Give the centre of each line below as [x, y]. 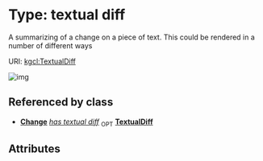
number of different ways [50, 45]
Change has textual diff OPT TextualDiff [86, 122]
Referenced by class [61, 102]
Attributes [34, 149]
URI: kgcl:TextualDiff [42, 61]
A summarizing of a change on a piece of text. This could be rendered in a [132, 37]
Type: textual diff [67, 15]
